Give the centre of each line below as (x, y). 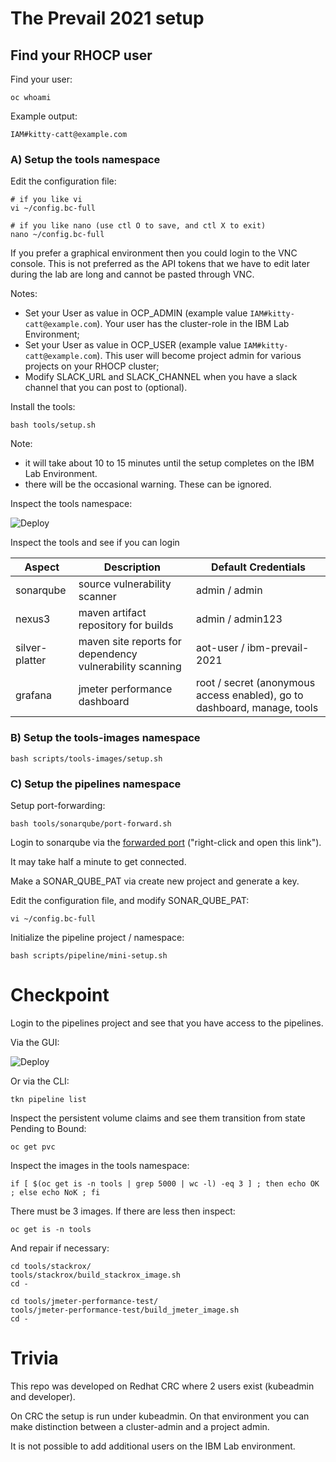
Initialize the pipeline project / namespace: (97, 937)
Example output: (44, 116)
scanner (97, 597)
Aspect (42, 567)
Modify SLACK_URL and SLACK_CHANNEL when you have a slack (161, 377)
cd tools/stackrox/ (51, 1266)
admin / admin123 (239, 619)
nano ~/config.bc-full (57, 235)
